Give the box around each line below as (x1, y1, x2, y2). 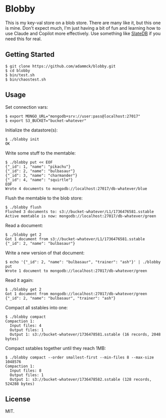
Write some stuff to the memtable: (5, 150, 76, 156)
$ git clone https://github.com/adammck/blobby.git (5, 63, 116, 68)
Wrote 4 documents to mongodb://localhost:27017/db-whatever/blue (5, 186, 147, 191)
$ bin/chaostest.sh (5, 77, 46, 82)
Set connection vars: (5, 104, 48, 110)
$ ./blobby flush (5, 204, 42, 210)
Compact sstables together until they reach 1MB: (5, 345, 106, 351)
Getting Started (5, 50, 55, 59)
